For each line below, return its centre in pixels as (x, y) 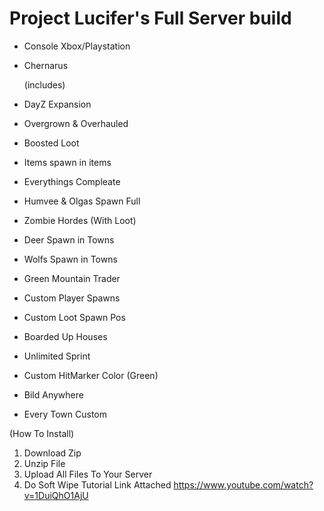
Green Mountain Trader (72, 278)
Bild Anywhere (53, 394)
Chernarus (46, 65)
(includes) (44, 84)
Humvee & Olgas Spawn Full (82, 201)
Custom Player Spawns (72, 298)
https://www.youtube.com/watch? (243, 484)
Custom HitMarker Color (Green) (91, 375)
